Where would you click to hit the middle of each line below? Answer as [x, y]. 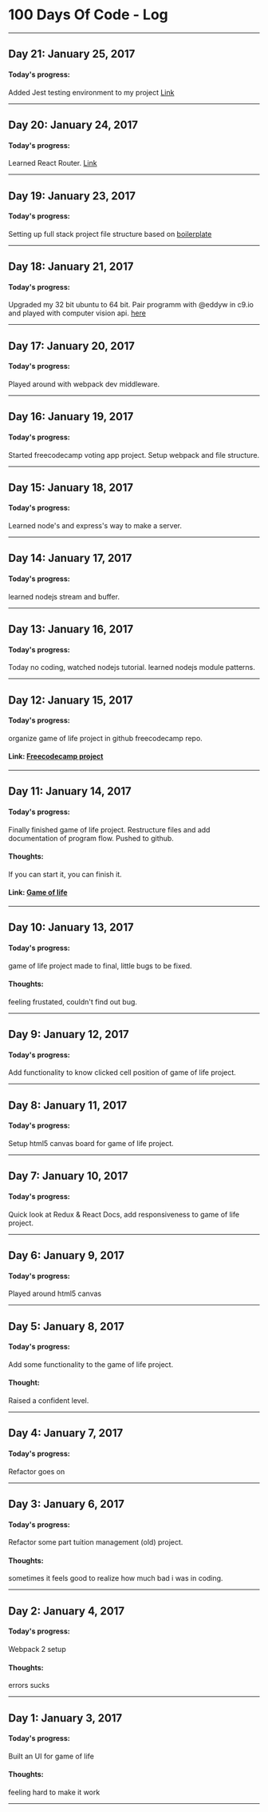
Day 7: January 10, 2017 [69, 1176]
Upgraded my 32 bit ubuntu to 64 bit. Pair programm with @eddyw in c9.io [131, 305]
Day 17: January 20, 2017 [72, 346]
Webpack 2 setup [37, 1650]
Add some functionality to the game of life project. [91, 1364]
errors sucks [29, 1686]
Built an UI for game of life [51, 1756]
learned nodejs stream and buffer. [64, 596]
